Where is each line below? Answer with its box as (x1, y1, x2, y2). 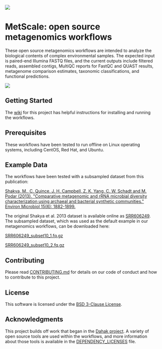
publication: (5, 179, 29, 184)
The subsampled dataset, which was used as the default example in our (5, 218, 148, 224)
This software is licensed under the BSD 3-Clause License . (5, 301, 122, 307)
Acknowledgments (5, 316, 64, 324)
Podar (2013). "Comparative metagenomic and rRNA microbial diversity (5, 193, 147, 199)
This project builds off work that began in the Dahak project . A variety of (5, 328, 149, 334)
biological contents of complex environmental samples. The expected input (5, 52, 155, 58)
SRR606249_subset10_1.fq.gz (5, 233, 63, 239)
